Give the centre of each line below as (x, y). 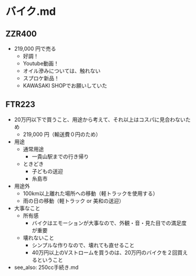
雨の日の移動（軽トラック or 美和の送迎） (73, 200)
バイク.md (31, 12)
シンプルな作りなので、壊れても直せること (83, 245)
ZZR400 (21, 33)
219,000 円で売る (35, 48)
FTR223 (21, 104)
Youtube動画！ (41, 63)
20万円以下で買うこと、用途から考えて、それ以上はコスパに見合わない (100, 119)
